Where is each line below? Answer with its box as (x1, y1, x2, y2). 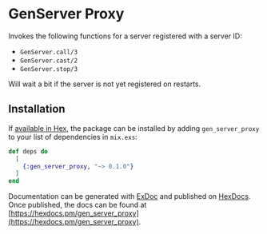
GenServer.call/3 (19, 48, 78, 56)
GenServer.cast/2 (19, 57, 78, 65)
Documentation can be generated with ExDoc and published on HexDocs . (8, 192, 251, 201)
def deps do (8, 147, 48, 156)
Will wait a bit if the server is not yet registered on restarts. (8, 79, 201, 89)
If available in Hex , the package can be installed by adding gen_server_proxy (8, 123, 260, 133)
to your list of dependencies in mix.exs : (8, 132, 137, 141)
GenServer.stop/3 (19, 65, 78, 73)
